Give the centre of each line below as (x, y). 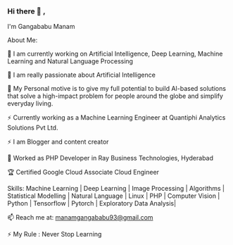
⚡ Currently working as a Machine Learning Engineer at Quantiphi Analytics (116, 118)
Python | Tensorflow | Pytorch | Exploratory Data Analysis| (92, 203)
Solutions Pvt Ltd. (33, 128)
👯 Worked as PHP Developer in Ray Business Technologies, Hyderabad (110, 158)
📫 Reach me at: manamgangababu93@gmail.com (80, 218)
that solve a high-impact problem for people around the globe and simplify (115, 96)
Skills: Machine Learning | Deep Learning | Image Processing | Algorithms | (116, 189)
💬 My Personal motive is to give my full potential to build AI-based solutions (117, 89)
